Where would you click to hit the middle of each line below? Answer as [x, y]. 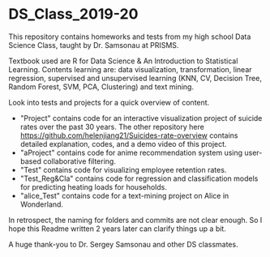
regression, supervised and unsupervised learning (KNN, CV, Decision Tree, [135, 78]
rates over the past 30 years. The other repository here [112, 126]
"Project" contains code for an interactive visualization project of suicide [141, 118]
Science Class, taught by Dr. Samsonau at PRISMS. [94, 45]
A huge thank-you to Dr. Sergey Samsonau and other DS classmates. [123, 244]
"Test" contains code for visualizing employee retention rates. [123, 169]
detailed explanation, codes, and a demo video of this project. [123, 143]
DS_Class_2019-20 [73, 14]
